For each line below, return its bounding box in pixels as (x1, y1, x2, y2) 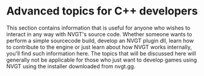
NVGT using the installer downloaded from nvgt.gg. (6, 62, 136, 70)
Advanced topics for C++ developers (6, 4, 199, 18)
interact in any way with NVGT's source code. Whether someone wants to (6, 30, 192, 37)
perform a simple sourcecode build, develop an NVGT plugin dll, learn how (6, 37, 194, 44)
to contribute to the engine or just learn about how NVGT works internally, (6, 43, 192, 51)
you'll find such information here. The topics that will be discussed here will (6, 49, 197, 57)
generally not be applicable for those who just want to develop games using (6, 56, 197, 63)
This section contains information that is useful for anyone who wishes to (6, 24, 191, 31)
